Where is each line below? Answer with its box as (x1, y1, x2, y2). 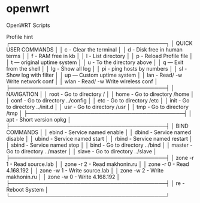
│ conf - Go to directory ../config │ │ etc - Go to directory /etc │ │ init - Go (6, 96, 190, 104)
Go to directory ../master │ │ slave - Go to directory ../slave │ (6, 147, 157, 154)
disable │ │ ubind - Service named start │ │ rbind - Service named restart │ (6, 135, 193, 142)
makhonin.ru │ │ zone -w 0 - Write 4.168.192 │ (6, 173, 120, 180)
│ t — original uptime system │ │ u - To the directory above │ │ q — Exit (6, 59, 184, 66)
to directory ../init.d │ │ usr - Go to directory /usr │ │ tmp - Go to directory (6, 103, 189, 110)
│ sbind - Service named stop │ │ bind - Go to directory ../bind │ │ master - (6, 141, 193, 149)
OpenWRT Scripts (6, 22, 50, 29)
